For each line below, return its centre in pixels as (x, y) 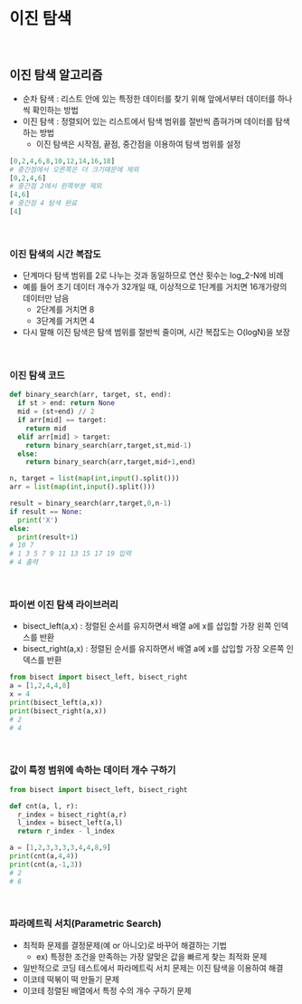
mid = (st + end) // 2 (56, 412)
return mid (46, 428)
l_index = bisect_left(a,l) (71, 823)
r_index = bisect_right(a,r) (72, 815)
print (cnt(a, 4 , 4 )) (44, 856)
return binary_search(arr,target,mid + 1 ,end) (111, 462)
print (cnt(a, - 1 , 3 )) (46, 864)
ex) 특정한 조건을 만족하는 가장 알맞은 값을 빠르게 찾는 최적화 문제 (151, 956)
